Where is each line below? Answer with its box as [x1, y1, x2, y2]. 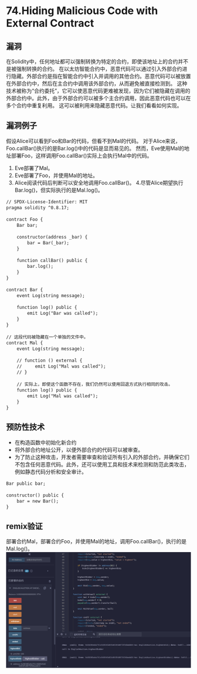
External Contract [6, 16, 94, 30]
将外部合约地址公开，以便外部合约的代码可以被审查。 [14, 446, 144, 453]
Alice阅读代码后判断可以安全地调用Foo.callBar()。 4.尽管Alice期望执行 [14, 179, 184, 186]
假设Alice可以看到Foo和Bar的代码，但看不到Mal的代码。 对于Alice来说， [6, 137, 181, 144]
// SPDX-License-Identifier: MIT [6, 199, 88, 205]
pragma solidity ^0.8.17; [6, 205, 69, 210]
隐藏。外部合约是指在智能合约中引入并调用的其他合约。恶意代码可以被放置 [11, 73, 191, 80]
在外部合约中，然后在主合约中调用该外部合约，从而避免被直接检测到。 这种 [6, 80, 188, 87]
